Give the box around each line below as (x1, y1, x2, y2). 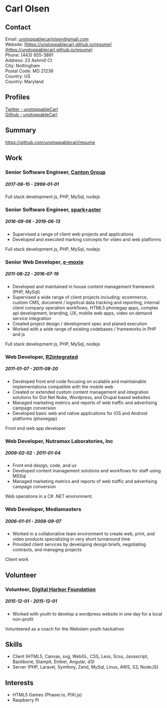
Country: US (5, 73, 31, 79)
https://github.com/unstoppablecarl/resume (5, 139, 96, 145)
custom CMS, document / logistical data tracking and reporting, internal (12, 299, 160, 305)
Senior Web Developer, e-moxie (5, 258, 84, 265)
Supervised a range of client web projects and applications (12, 231, 134, 237)
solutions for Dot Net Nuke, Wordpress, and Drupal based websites (12, 394, 151, 400)
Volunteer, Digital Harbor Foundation (5, 586, 96, 593)
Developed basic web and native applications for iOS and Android (12, 410, 148, 416)
